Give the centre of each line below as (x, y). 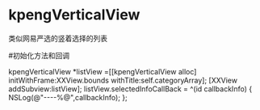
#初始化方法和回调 (39, 55)
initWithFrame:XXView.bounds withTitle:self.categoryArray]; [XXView (123, 80)
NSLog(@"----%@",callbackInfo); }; (68, 97)
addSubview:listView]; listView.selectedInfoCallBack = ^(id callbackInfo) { (130, 89)
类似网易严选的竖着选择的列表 (58, 38)
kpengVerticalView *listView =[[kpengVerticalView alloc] (103, 71)
